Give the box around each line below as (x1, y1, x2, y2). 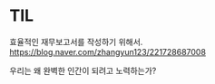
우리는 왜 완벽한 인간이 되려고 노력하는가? (9, 65, 157, 76)
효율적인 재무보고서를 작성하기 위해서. (9, 36, 143, 47)
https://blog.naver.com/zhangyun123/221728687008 (9, 46, 207, 57)
